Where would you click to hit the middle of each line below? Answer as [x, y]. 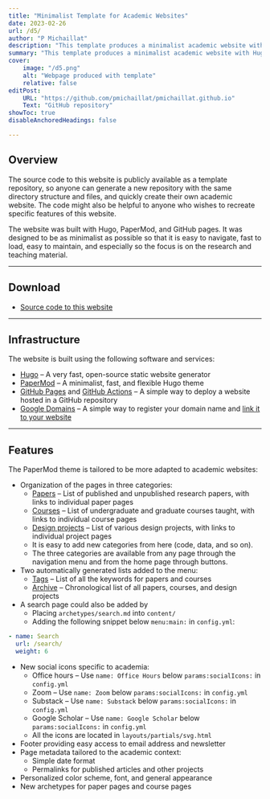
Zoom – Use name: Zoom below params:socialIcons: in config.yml [140, 692]
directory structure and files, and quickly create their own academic [121, 196]
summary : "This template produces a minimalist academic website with [129, 53]
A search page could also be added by [84, 604]
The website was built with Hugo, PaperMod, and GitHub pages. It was [125, 229]
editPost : [25, 90]
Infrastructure [44, 340]
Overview [33, 160]
